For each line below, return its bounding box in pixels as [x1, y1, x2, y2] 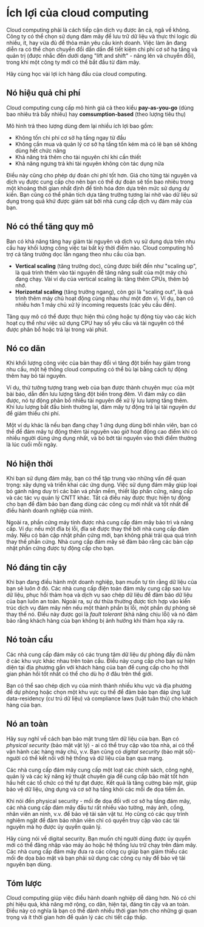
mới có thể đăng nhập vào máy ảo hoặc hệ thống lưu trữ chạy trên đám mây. [6, 841, 197, 849]
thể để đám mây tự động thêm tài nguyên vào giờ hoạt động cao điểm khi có [6, 428, 198, 436]
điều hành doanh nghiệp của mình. [6, 507, 93, 515]
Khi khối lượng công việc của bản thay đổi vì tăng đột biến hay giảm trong [6, 359, 191, 367]
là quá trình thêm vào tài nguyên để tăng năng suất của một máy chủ [15, 269, 188, 276]
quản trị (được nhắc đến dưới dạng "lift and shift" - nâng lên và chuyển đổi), [6, 52, 195, 59]
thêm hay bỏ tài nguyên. [6, 372, 67, 380]
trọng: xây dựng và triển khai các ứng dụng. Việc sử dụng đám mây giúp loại [6, 481, 197, 488]
